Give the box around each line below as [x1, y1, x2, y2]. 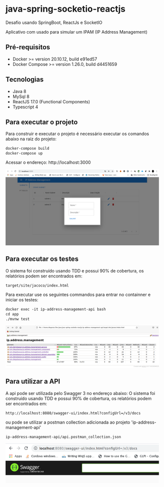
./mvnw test [5, 316, 30, 321]
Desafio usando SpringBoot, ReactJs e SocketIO [5, 19, 103, 25]
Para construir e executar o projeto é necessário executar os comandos [5, 131, 149, 137]
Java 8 [12, 88, 26, 94]
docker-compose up [5, 151, 43, 156]
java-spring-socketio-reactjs [5, 3, 126, 15]
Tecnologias [5, 76, 44, 84]
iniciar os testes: [5, 296, 38, 303]
